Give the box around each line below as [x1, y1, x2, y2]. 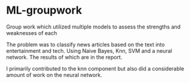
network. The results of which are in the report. [6, 53, 122, 60]
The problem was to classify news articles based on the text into [6, 41, 166, 48]
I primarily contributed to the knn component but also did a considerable [6, 65, 185, 72]
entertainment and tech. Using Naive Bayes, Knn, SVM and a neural [6, 47, 172, 54]
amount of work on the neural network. [6, 71, 103, 78]
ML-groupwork [6, 4, 82, 17]
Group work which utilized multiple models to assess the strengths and [6, 23, 181, 30]
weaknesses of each [6, 29, 57, 36]
